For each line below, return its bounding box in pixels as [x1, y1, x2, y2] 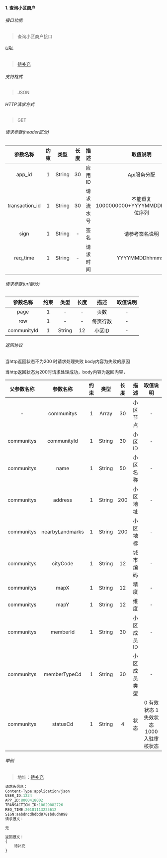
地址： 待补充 [17, 774, 44, 780]
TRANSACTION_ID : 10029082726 [5, 803, 64, 808]
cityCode [52, 560, 74, 567]
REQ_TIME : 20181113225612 [5, 807, 57, 812]
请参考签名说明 [124, 231, 159, 238]
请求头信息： [5, 784, 28, 789]
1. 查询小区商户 [5, 5, 36, 10]
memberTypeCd [44, 671, 82, 678]
